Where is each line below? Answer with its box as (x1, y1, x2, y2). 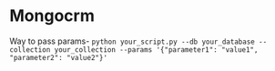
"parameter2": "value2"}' (9, 53, 107, 62)
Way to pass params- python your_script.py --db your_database (9, 35, 255, 46)
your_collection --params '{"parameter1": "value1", (54, 45, 259, 55)
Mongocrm (9, 5, 96, 26)
